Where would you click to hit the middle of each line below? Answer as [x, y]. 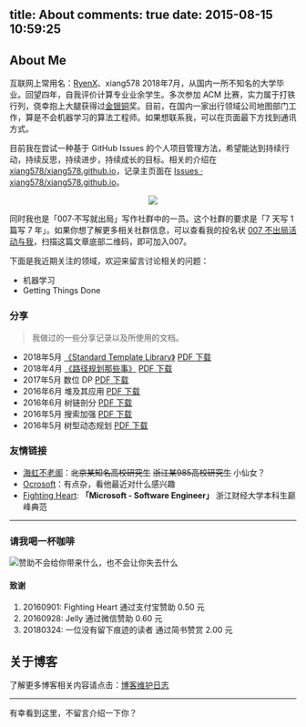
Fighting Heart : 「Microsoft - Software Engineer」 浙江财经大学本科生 [155, 495]
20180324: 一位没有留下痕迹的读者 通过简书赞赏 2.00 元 [128, 630]
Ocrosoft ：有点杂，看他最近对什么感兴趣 [99, 484]
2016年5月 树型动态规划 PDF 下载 [85, 425]
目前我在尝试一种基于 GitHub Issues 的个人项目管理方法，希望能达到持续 [146, 148]
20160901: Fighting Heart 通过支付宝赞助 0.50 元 [113, 607]
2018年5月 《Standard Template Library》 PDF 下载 [117, 357]
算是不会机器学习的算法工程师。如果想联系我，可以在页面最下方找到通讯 [161, 118]
